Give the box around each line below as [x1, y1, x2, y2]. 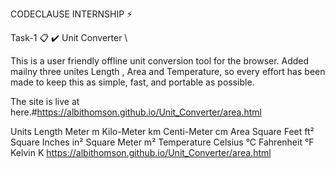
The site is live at [10, 96, 80, 107]
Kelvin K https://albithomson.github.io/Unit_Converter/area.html [10, 147, 272, 158]
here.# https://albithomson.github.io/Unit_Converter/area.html [10, 106, 262, 118]
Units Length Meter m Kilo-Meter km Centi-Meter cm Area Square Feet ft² [10, 126, 315, 137]
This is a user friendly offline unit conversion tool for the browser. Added [10, 55, 310, 67]
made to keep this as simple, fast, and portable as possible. [10, 76, 255, 88]
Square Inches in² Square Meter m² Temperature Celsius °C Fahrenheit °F [10, 136, 315, 148]
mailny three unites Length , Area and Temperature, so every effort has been [10, 66, 326, 77]
